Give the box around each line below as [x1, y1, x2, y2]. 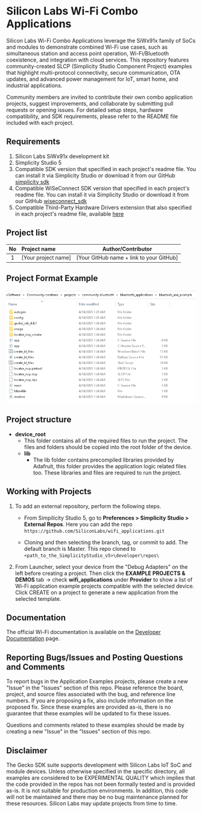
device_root [14, 430, 46, 438]
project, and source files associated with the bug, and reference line [6, 691, 176, 698]
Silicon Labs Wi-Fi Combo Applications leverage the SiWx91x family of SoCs [6, 37, 196, 44]
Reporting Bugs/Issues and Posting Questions [6, 652, 183, 662]
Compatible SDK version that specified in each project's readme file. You [14, 165, 197, 172]
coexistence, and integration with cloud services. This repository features [6, 56, 189, 63]
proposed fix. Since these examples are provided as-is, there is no [6, 703, 171, 711]
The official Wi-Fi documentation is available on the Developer [6, 629, 161, 636]
